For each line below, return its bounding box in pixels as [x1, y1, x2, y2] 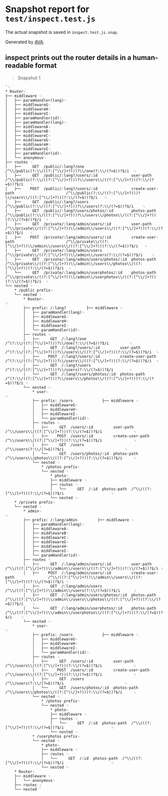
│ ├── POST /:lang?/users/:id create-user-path [23, 354, 156, 359]
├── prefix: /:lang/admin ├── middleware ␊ [23, 517, 135, 522]
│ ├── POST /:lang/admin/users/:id [23, 570, 112, 575]
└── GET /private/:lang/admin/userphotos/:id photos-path [14, 270, 156, 275]
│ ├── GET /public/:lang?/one [5, 164, 85, 169]
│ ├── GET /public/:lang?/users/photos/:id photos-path [5, 208, 156, 213]
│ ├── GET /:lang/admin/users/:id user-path [23, 561, 152, 566]
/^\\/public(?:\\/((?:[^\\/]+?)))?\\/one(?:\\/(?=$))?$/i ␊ [5, 168, 137, 174]
